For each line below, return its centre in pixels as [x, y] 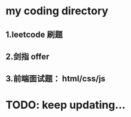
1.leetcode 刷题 [34, 34]
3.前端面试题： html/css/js [56, 79]
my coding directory [57, 11]
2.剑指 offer [28, 56]
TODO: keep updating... [66, 105]
